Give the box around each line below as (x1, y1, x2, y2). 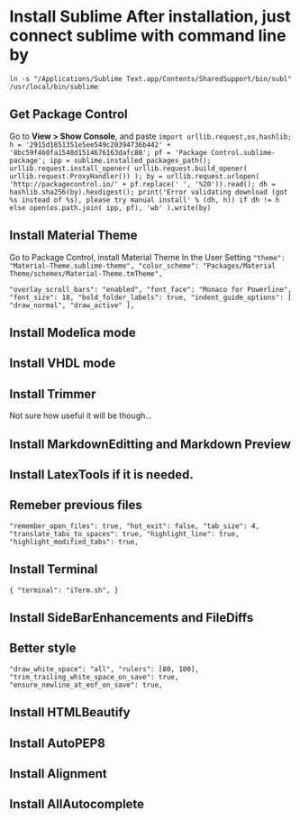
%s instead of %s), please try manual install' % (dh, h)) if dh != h (9, 196, 280, 205)
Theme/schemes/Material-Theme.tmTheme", (9, 269, 164, 278)
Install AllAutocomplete (9, 797, 145, 812)
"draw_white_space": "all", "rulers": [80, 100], (9, 664, 200, 673)
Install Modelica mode (9, 324, 137, 340)
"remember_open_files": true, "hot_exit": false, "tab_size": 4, (9, 521, 259, 531)
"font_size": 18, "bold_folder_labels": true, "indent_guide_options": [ (9, 293, 293, 302)
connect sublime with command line (9, 25, 286, 46)
